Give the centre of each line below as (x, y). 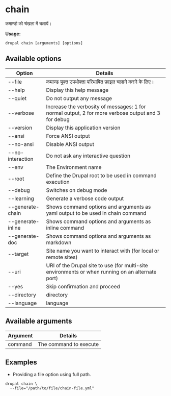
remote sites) (62, 257)
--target (18, 254)
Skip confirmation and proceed (83, 286)
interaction (21, 159)
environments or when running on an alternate (101, 271)
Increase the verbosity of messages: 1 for (96, 107)
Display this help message (77, 90)
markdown (59, 242)
